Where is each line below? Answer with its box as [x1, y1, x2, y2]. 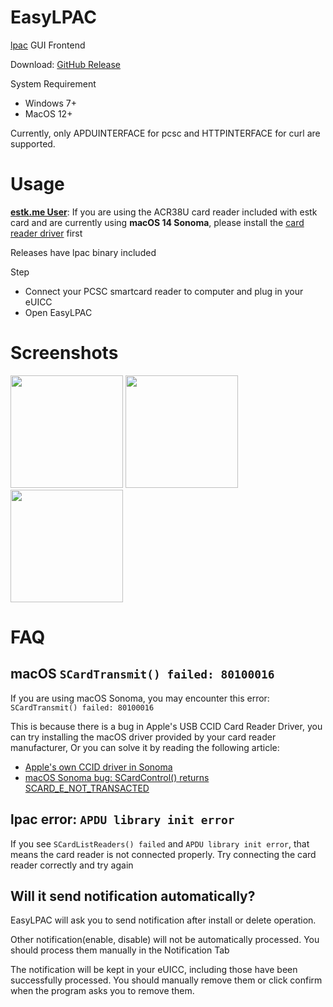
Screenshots [10, 342, 119, 365]
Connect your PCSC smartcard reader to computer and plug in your [24, 285, 304, 297]
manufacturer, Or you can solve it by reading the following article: [10, 741, 280, 753]
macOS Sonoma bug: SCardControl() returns [24, 771, 210, 783]
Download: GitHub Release [10, 58, 121, 70]
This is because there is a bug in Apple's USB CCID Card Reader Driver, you [10, 720, 323, 732]
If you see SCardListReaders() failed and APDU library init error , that [10, 837, 310, 850]
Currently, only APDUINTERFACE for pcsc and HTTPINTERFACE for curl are [10, 127, 321, 139]
